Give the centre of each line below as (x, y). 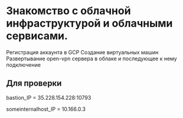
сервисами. (37, 36)
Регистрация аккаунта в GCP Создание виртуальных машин (82, 52)
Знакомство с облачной (68, 11)
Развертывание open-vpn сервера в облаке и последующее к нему (91, 58)
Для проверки (34, 83)
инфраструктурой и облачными (89, 23)
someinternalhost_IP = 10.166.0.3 (46, 109)
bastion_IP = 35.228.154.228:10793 (49, 97)
